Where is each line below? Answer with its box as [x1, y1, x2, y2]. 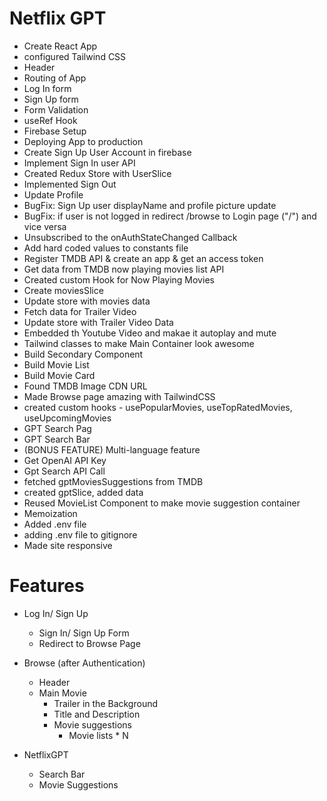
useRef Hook [23, 114, 78, 126]
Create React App [23, 40, 98, 52]
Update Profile [23, 188, 84, 201]
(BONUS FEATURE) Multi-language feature [23, 443, 201, 456]
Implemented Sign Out [23, 178, 117, 190]
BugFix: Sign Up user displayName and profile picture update [23, 199, 277, 211]
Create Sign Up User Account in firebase [23, 146, 192, 158]
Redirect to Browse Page [38, 637, 141, 649]
